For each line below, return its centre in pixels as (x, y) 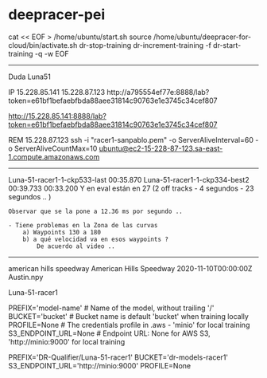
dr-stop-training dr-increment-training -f (145, 45)
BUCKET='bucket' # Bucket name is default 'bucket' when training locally (128, 316)
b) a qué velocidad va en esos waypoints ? (96, 239)
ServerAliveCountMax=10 (56, 148)
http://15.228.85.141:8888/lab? (58, 116)
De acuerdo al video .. (76, 246)
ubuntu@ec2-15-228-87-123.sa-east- (161, 148)
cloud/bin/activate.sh (43, 45)
